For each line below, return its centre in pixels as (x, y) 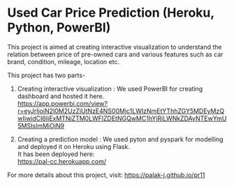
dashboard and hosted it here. (61, 96)
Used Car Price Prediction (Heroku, (111, 13)
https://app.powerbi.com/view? (63, 103)
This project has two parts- (46, 75)
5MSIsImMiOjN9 (41, 125)
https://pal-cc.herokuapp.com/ (62, 161)
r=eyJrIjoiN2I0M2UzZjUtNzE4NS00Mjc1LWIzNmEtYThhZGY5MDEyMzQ (121, 111)
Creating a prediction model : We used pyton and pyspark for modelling (120, 139)
